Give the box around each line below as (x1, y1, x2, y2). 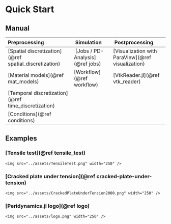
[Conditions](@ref (8, 110, 52, 118)
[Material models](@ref (8, 72, 64, 78)
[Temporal (8, 90, 33, 96)
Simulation (75, 39, 102, 46)
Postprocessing (114, 39, 154, 46)
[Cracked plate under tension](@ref (5, 173, 96, 180)
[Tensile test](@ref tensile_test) (5, 149, 85, 156)
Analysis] (73, 54, 96, 61)
